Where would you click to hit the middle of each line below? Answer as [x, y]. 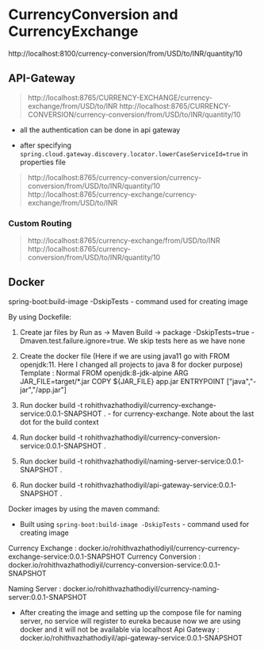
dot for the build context [59, 421]
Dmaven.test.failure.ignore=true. [73, 340]
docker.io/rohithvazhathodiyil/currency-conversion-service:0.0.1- [115, 564]
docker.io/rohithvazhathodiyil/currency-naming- [142, 588]
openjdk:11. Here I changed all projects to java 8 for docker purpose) [131, 364]
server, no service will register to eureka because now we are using [130, 621]
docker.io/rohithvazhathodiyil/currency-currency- [159, 548]
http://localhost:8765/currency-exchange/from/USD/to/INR [124, 240]
